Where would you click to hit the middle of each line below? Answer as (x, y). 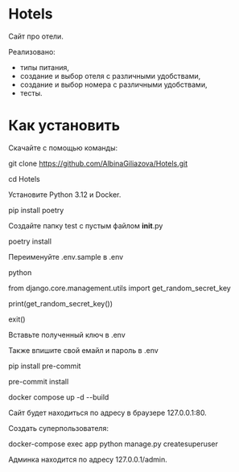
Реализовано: (32, 51)
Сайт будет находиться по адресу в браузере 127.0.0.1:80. (107, 412)
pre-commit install (39, 381)
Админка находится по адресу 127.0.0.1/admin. (88, 459)
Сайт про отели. (36, 36)
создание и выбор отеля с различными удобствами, (110, 76)
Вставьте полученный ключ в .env (67, 335)
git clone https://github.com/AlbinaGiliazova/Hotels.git (98, 163)
